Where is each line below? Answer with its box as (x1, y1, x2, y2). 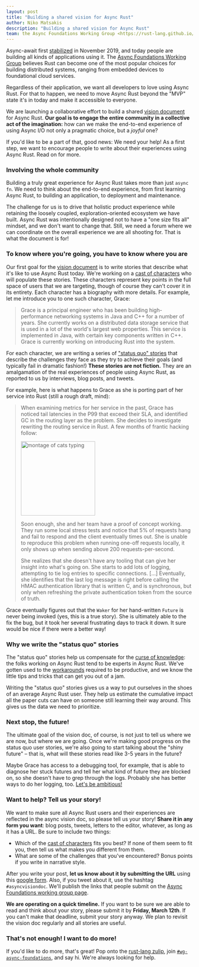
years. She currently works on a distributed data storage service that (20, 319, 189, 326)
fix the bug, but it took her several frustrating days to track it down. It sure (6, 619, 187, 626)
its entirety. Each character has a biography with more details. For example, (6, 289, 191, 296)
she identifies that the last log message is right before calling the (20, 576, 179, 583)
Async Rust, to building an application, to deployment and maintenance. (6, 192, 182, 199)
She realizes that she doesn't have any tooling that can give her (20, 557, 176, 564)
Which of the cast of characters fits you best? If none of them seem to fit (14, 839, 192, 846)
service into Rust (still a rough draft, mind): (6, 393, 111, 400)
